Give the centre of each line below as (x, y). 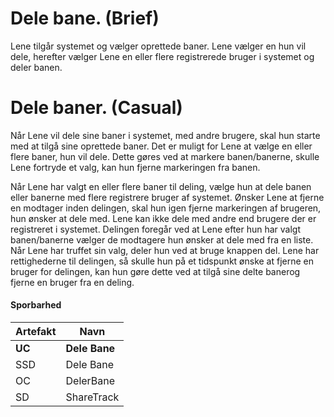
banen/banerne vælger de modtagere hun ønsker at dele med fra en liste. (162, 239)
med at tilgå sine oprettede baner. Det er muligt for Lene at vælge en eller (161, 146)
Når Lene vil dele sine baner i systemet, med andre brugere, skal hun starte (165, 135)
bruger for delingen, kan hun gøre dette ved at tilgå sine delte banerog (155, 271)
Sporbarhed (36, 305)
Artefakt (36, 332)
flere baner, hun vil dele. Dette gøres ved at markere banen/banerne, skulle (165, 156)
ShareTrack (92, 397)
